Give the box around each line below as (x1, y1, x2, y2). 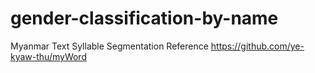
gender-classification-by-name (10, 7, 279, 30)
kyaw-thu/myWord (10, 50, 87, 62)
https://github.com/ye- (210, 40, 305, 52)
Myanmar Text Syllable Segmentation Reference (10, 40, 209, 52)
